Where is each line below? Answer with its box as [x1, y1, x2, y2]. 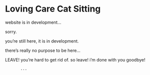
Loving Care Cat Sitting [5, 3, 101, 15]
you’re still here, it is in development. [5, 38, 79, 44]
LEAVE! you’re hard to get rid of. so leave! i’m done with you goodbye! [5, 57, 146, 62]
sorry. [5, 29, 17, 34]
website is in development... [5, 19, 62, 25]
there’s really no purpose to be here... [5, 47, 81, 53]
